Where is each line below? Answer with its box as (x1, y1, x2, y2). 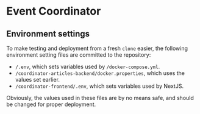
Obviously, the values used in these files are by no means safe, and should (6, 94, 194, 101)
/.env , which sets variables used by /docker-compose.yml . (15, 63, 160, 70)
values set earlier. (15, 76, 60, 83)
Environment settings (6, 29, 90, 39)
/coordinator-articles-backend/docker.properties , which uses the (15, 69, 185, 77)
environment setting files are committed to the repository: (6, 51, 151, 59)
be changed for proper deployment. (6, 101, 96, 108)
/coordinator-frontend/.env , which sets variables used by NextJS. (15, 82, 184, 90)
